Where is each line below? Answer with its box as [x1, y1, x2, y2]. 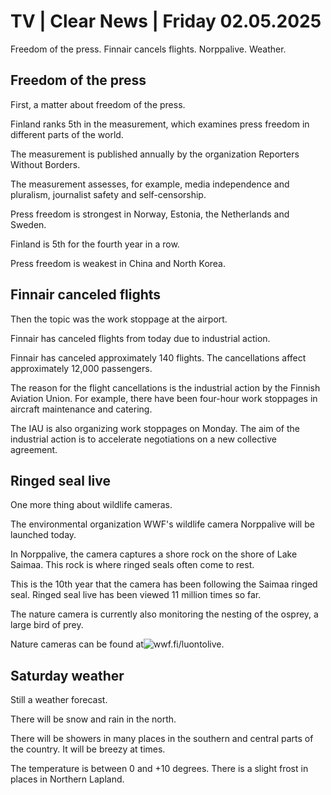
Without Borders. [10, 158, 81, 170]
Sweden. [10, 218, 47, 230]
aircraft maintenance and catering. [10, 403, 153, 415]
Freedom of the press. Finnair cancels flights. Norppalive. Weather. [10, 43, 287, 55]
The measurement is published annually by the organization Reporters [10, 148, 300, 160]
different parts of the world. [10, 128, 124, 140]
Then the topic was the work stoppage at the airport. [10, 313, 228, 325]
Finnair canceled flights [10, 286, 162, 304]
